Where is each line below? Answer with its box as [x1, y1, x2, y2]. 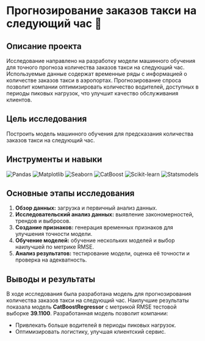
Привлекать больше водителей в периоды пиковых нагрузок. [15, 321, 176, 329]
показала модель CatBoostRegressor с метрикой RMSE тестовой [6, 303, 177, 310]
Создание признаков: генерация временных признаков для [15, 224, 174, 231]
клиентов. [6, 96, 32, 103]
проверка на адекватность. [15, 256, 87, 263]
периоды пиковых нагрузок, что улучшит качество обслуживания [6, 90, 179, 97]
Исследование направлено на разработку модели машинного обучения [6, 57, 196, 64]
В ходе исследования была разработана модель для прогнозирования [6, 290, 192, 298]
